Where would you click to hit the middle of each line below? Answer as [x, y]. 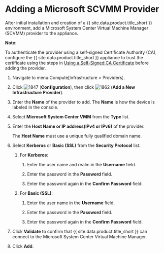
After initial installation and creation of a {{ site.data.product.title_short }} [79, 23]
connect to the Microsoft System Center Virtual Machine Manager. [80, 236]
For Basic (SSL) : [36, 193]
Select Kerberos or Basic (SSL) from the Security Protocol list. [76, 145]
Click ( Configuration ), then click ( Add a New [74, 87]
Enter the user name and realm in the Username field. [82, 164]
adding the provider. [26, 68]
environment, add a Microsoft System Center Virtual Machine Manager [77, 28]
